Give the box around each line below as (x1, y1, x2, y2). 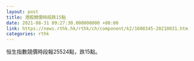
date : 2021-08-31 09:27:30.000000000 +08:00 (6, 20, 119, 26)
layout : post (6, 8, 39, 15)
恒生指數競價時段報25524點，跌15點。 (6, 48, 101, 56)
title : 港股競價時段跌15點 (6, 14, 66, 20)
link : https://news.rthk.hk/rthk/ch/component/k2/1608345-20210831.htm (6, 25, 188, 32)
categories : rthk (6, 31, 50, 37)
